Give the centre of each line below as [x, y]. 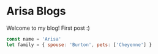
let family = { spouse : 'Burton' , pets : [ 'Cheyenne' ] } [79, 45]
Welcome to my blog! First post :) [48, 28]
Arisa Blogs [36, 11]
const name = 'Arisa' [34, 39]
